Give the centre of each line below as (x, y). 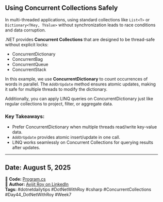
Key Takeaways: (25, 116)
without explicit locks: (27, 44)
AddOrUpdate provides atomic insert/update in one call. (66, 137)
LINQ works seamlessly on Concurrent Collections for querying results (83, 142)
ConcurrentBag (27, 59)
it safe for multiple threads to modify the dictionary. (56, 89)
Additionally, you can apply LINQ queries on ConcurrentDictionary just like (79, 99)
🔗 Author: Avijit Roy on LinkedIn (37, 184)
